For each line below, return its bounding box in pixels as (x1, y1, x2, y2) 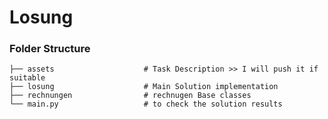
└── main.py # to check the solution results (9, 99, 283, 110)
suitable (9, 73, 46, 83)
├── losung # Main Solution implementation (9, 82, 279, 92)
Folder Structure (9, 42, 91, 56)
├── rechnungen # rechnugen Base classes (9, 91, 252, 101)
